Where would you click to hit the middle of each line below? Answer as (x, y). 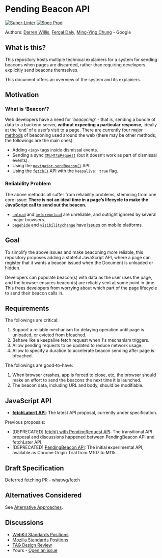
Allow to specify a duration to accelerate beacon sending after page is (83, 351)
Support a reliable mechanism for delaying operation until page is (78, 330)
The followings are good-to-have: (39, 365)
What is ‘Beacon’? (27, 109)
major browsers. (29, 219)
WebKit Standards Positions (40, 534)
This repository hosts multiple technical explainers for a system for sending (81, 59)
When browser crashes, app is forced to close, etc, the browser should (84, 375)
